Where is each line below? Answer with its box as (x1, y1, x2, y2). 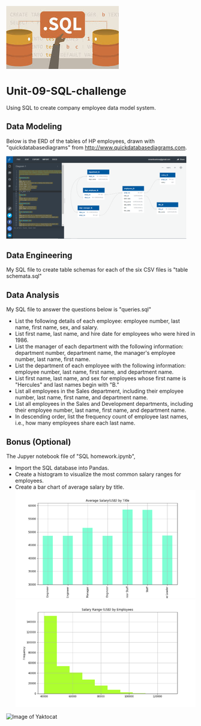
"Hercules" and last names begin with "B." (14, 381, 119, 388)
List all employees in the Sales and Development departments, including (14, 400, 193, 408)
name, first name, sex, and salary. (14, 324, 99, 331)
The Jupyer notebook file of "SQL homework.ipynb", (6, 453, 136, 460)
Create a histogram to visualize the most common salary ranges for (14, 471, 182, 478)
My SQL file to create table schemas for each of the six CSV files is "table (6, 266, 188, 273)
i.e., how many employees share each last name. (14, 420, 136, 427)
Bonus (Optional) (6, 436, 71, 447)
